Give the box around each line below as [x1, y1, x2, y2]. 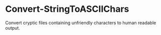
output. [5, 25, 20, 31]
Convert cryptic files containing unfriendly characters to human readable [5, 20, 156, 26]
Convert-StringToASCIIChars [5, 3, 129, 15]
